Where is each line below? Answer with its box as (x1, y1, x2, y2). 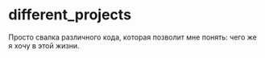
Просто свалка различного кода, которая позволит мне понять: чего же (8, 32, 258, 42)
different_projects (8, 6, 131, 24)
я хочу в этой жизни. (8, 40, 80, 50)
